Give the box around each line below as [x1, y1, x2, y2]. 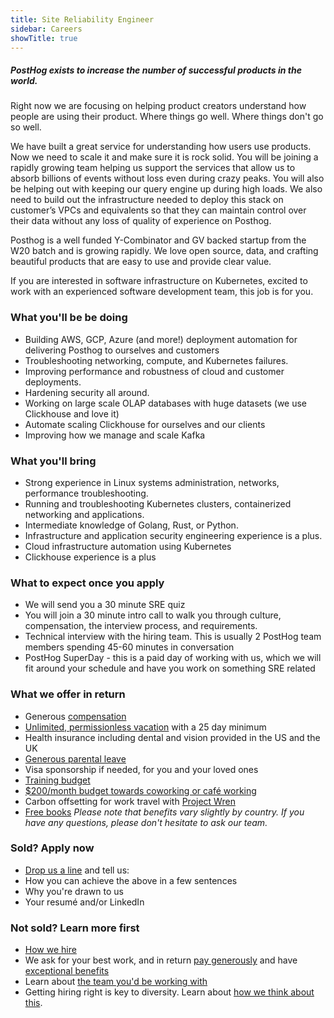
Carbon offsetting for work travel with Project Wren [24, 795, 236, 807]
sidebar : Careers [10, 24, 83, 34]
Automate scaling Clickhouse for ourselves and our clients [24, 418, 266, 430]
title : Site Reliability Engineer [10, 14, 155, 25]
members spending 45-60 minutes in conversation [24, 641, 235, 653]
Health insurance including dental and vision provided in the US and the [24, 731, 321, 743]
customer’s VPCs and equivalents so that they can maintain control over [10, 204, 307, 216]
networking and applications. [24, 508, 145, 520]
